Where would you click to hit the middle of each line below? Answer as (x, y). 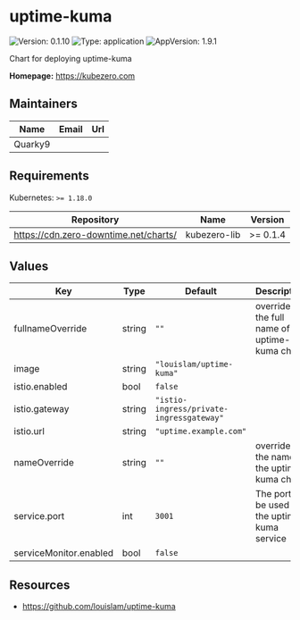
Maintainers (44, 104)
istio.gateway (42, 409)
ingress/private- (192, 409)
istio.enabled (41, 387)
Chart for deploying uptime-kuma (71, 58)
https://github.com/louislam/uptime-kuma (99, 607)
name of (273, 329)
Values (29, 266)
